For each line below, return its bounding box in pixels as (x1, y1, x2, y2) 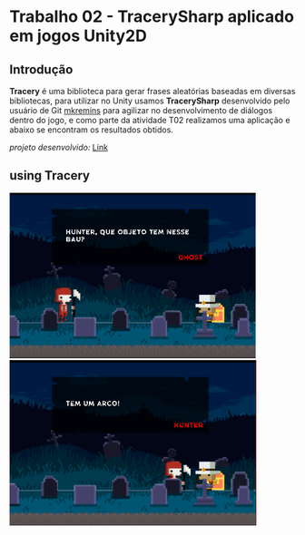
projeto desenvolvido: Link (9, 142, 109, 152)
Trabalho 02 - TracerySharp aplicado (9, 6, 295, 27)
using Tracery (9, 168, 91, 183)
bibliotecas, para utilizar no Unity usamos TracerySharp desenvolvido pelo (9, 95, 290, 106)
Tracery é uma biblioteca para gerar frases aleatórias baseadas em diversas (9, 86, 296, 96)
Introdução (9, 62, 74, 77)
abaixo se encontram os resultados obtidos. (9, 124, 174, 135)
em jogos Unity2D (9, 25, 147, 46)
